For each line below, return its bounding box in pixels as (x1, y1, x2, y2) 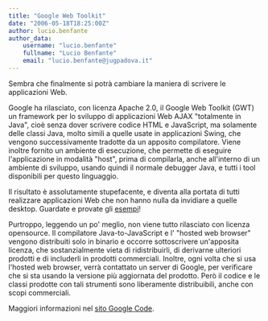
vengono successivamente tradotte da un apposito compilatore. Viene (8, 137, 241, 146)
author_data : (8, 34, 52, 43)
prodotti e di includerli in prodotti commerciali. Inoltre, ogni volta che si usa (8, 253, 256, 263)
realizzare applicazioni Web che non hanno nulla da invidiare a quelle (8, 195, 237, 205)
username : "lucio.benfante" (23, 42, 117, 50)
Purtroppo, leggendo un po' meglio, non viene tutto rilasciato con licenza (8, 219, 250, 229)
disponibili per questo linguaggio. (8, 171, 119, 181)
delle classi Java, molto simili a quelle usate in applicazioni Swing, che (8, 128, 241, 138)
